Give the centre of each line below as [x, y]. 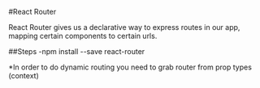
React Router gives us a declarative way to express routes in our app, [124, 27]
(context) [24, 75]
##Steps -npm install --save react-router [77, 51]
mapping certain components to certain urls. [83, 36]
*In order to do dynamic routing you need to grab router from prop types [130, 67]
